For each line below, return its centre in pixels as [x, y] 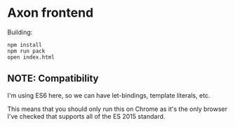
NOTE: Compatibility [53, 79]
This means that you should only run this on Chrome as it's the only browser [117, 109]
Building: [20, 32]
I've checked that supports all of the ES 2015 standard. [86, 116]
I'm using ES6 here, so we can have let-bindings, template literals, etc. [109, 95]
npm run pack [26, 51]
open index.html [31, 57]
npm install [25, 45]
